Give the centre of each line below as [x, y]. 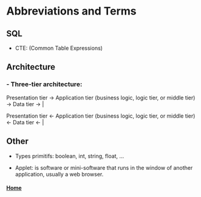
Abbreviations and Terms [71, 11]
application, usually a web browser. [59, 174]
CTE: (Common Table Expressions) [59, 48]
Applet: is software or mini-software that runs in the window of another [104, 167]
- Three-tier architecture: [44, 84]
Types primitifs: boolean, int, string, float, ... [70, 156]
